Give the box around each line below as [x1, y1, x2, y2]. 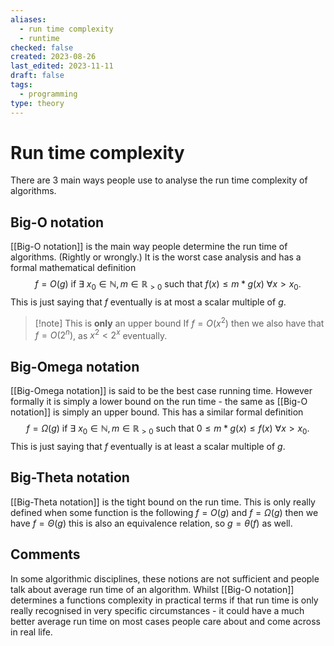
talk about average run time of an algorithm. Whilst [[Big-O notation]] [10, 583, 295, 595]
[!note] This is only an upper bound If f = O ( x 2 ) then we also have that [34, 316, 325, 329]
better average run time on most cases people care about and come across [10, 615, 321, 627]
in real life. [10, 626, 53, 638]
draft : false [10, 71, 65, 81]
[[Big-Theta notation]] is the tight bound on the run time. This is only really [10, 496, 316, 508]
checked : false [10, 42, 74, 53]
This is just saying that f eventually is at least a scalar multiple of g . [10, 440, 286, 452]
